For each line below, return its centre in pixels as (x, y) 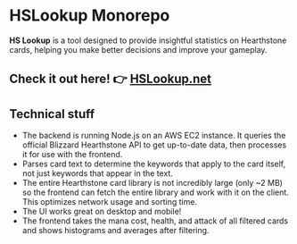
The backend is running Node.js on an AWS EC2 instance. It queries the (154, 136)
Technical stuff (52, 114)
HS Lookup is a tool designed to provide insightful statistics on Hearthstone (148, 40)
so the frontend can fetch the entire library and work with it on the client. (156, 192)
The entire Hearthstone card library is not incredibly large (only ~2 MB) (153, 183)
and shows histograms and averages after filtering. (115, 231)
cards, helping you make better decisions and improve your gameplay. (138, 49)
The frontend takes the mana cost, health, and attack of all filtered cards (155, 221)
